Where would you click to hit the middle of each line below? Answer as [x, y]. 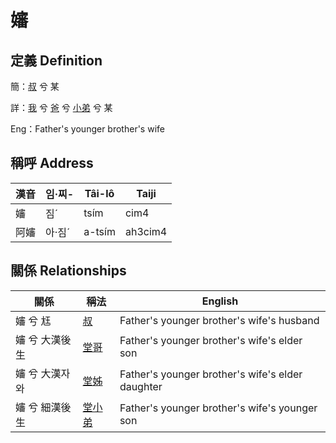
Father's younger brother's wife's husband [219, 320]
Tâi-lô [99, 193]
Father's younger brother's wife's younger [218, 408]
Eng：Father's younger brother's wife [87, 129]
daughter [141, 386]
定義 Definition [56, 60]
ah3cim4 [146, 231]
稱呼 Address [52, 163]
